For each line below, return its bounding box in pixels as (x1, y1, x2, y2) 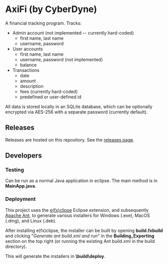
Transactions (12, 67, 40, 73)
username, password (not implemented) (20, 56, 103, 62)
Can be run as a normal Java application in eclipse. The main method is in (5, 178, 158, 184)
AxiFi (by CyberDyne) (5, 4, 97, 15)
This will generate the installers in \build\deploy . (5, 253, 106, 259)
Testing (5, 167, 24, 174)
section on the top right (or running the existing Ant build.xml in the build (5, 238, 155, 244)
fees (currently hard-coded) (20, 88, 78, 94)
